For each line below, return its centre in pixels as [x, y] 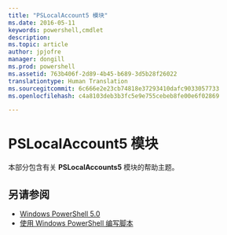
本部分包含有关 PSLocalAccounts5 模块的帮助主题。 [93, 167]
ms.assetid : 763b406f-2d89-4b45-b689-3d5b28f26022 [93, 74]
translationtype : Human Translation [68, 81]
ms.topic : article [38, 45]
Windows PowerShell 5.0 [60, 214]
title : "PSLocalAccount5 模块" [58, 15]
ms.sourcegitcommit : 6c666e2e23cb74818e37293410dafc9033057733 [114, 88]
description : [29, 37]
